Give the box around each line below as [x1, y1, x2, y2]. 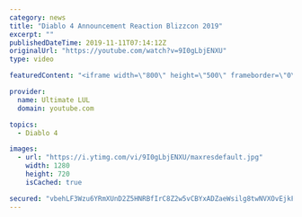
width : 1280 [25, 161, 70, 170]
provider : [9, 87, 47, 96]
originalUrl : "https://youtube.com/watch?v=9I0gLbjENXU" [9, 47, 227, 56]
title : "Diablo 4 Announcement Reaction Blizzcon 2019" [9, 22, 223, 30]
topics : [9, 120, 39, 129]
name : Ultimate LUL [17, 95, 91, 104]
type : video [9, 55, 54, 64]
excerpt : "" [9, 30, 54, 39]
